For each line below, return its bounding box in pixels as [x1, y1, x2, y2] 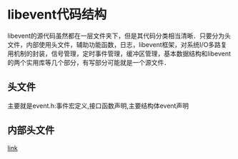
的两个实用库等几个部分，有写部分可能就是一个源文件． [7, 58, 170, 66]
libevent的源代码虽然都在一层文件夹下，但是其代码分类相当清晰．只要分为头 [7, 31, 231, 40]
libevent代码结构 [7, 6, 107, 23]
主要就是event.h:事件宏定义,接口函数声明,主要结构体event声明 [7, 101, 189, 110]
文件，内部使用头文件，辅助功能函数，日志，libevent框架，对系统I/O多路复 [7, 40, 227, 48]
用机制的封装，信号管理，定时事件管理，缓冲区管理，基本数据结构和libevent [7, 49, 231, 58]
